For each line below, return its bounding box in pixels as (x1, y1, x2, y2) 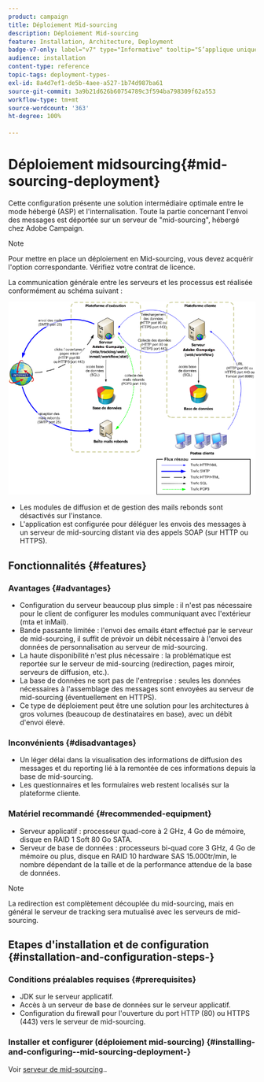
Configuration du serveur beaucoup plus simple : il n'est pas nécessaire (19, 601, 253, 610)
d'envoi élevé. (19, 717, 65, 728)
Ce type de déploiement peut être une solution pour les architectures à (19, 701, 249, 710)
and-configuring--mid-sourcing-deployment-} (8, 1047, 191, 1058)
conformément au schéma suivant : (8, 286, 123, 295)
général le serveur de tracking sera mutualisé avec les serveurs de (8, 906, 224, 917)
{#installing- (206, 1036, 255, 1047)
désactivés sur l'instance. (19, 511, 103, 521)
